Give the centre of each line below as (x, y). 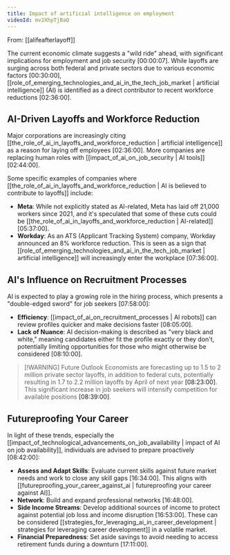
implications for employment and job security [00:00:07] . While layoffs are (113, 60)
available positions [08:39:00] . (68, 397)
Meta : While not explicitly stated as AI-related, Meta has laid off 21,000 (118, 207)
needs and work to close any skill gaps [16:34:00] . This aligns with (112, 477)
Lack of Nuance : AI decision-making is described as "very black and (115, 332)
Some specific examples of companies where (72, 179)
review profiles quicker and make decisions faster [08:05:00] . (105, 325)
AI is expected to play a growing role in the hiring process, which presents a (115, 297)
